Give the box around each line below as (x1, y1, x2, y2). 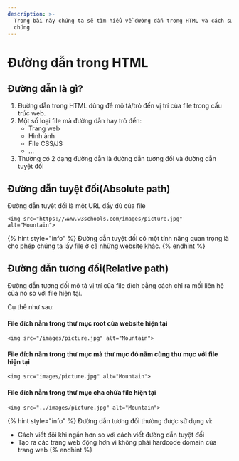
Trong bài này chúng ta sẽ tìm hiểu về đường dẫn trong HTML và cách (14, 17, 224, 24)
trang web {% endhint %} (17, 445, 93, 454)
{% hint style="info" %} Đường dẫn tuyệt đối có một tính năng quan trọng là (7, 234, 229, 243)
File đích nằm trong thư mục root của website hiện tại (7, 318, 168, 328)
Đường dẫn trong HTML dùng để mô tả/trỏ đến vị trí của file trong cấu (17, 101, 222, 110)
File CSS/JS (28, 140, 63, 148)
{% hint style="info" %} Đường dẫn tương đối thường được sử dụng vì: (7, 416, 213, 425)
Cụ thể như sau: (7, 303, 55, 311)
